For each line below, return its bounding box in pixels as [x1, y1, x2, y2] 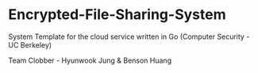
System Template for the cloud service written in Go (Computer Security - [8, 32, 250, 41]
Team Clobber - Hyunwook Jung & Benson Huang [8, 56, 172, 65]
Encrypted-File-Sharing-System [8, 6, 226, 24]
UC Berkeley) [8, 40, 52, 49]
